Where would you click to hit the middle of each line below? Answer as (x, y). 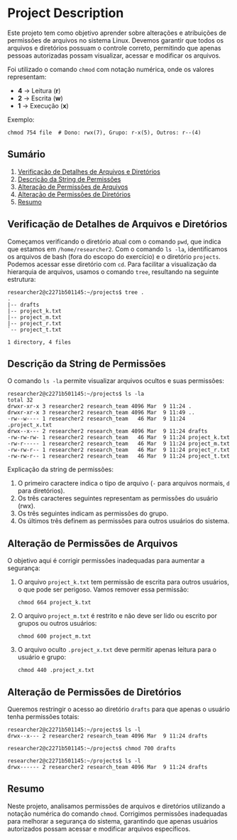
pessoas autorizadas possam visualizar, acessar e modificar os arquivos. (114, 56)
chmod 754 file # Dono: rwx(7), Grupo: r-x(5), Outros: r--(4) (104, 132)
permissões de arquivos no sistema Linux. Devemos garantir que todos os (116, 40)
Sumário (27, 154)
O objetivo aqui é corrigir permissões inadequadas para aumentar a (106, 561)
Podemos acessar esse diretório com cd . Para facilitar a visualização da (112, 264)
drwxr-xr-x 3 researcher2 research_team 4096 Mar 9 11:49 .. (101, 413)
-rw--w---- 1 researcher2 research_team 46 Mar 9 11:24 (97, 419)
